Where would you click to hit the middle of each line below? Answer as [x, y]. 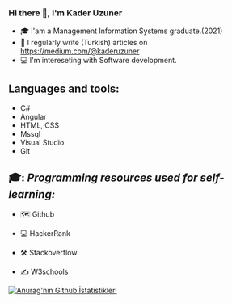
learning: [32, 194]
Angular [33, 117]
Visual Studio [42, 143]
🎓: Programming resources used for [103, 177]
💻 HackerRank [45, 233]
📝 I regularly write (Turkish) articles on [84, 43]
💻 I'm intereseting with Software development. [98, 61]
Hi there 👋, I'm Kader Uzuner [65, 13]
